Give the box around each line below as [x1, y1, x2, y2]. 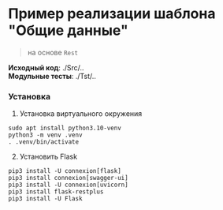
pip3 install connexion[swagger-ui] [8, 174, 128, 182]
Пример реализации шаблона [8, 5, 216, 23]
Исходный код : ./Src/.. [8, 62, 84, 72]
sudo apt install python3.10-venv [8, 124, 122, 133]
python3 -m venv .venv [8, 131, 83, 139]
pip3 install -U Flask [8, 195, 83, 203]
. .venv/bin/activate [8, 138, 80, 146]
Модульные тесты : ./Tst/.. [8, 71, 97, 81]
